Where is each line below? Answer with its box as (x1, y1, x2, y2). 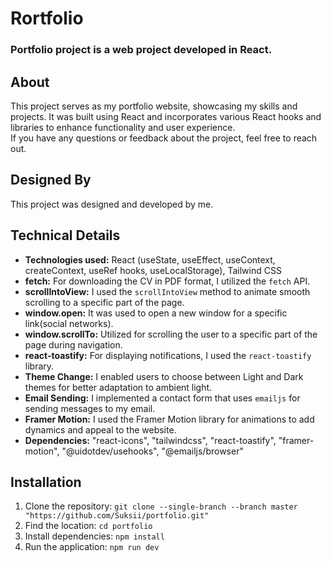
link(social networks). (24, 317, 114, 329)
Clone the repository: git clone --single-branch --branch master (24, 500, 298, 512)
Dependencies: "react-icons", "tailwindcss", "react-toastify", (24, 434, 277, 446)
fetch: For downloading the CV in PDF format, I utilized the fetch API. (24, 275, 311, 287)
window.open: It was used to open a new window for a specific (24, 307, 288, 319)
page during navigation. (24, 338, 123, 351)
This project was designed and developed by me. (10, 198, 214, 210)
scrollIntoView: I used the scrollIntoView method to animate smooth (24, 285, 311, 297)
